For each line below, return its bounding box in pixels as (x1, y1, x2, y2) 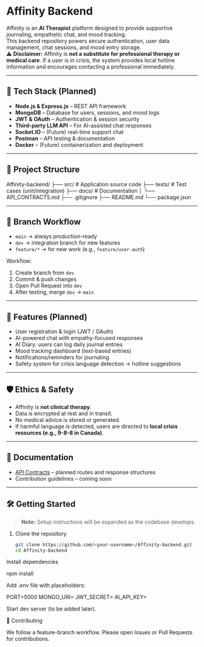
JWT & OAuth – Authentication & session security (15, 115, 140, 123)
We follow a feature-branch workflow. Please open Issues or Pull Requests (6, 629, 193, 636)
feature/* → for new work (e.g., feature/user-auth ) (15, 246, 145, 253)
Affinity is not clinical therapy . (15, 404, 92, 410)
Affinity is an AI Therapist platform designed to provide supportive (6, 24, 173, 32)
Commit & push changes (15, 276, 77, 283)
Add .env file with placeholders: (6, 581, 86, 589)
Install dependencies (6, 558, 59, 566)
